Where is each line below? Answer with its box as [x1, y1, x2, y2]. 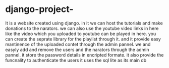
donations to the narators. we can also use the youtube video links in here [5, 25, 159, 31]
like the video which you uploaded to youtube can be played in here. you [5, 30, 156, 36]
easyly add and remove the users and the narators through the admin [5, 46, 149, 52]
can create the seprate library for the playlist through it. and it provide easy [5, 36, 161, 42]
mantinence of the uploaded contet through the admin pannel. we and [5, 41, 151, 47]
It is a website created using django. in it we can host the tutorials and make [5, 20, 163, 26]
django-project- [5, 3, 74, 15]
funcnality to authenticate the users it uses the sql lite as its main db [5, 57, 147, 63]
